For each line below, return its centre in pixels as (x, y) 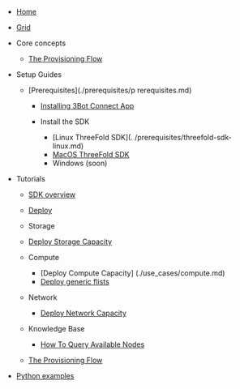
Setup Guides (39, 75)
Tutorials (31, 179)
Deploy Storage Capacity (70, 242)
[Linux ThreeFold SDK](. (93, 137)
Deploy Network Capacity (84, 313)
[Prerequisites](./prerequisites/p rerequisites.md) (110, 90)
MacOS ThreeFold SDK (91, 154)
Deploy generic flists (75, 282)
